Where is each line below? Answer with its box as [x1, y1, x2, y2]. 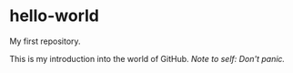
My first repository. [9, 36, 81, 47]
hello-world [9, 5, 100, 26]
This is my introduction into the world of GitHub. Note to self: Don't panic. [9, 53, 285, 64]
